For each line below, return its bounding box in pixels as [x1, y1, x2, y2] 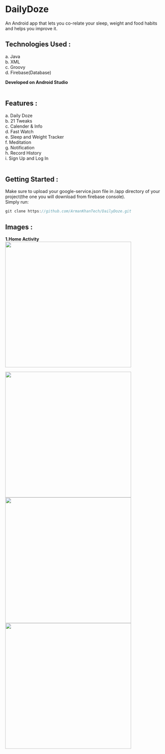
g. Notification [5, 144, 35, 150]
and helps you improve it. [5, 25, 58, 31]
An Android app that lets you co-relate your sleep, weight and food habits [5, 20, 157, 26]
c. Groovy [5, 64, 26, 70]
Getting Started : [5, 175, 59, 183]
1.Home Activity [5, 236, 39, 242]
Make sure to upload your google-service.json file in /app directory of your [5, 189, 160, 195]
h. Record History [5, 150, 42, 156]
